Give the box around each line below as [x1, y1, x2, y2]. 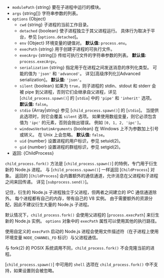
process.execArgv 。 [19, 58, 60, 64]
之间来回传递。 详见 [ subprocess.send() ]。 [5, 179, 91, 185]
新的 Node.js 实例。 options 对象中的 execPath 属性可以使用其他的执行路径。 [5, 218, 160, 224]
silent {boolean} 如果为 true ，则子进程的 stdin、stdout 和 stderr [19, 83, 151, 89]
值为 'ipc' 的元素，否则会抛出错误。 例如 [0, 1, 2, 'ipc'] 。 [19, 119, 143, 125]
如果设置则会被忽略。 [13, 268, 57, 273]
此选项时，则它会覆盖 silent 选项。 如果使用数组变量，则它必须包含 [19, 114, 157, 119]
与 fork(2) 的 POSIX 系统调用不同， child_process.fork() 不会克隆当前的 [5, 245, 150, 251]
